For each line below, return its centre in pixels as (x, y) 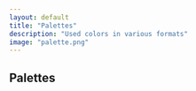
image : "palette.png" (49, 42)
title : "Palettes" (43, 26)
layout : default (39, 17)
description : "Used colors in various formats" (99, 34)
